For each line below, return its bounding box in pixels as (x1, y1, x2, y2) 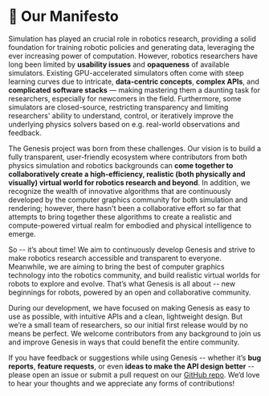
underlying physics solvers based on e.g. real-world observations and (8, 119, 240, 129)
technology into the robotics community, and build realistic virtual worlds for (8, 270, 261, 280)
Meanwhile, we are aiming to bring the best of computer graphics (8, 262, 225, 271)
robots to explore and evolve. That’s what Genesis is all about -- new (8, 278, 235, 288)
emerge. (8, 229, 36, 238)
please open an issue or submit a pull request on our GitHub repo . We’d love (8, 369, 260, 379)
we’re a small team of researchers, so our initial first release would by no (8, 320, 249, 329)
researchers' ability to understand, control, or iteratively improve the (8, 110, 234, 120)
